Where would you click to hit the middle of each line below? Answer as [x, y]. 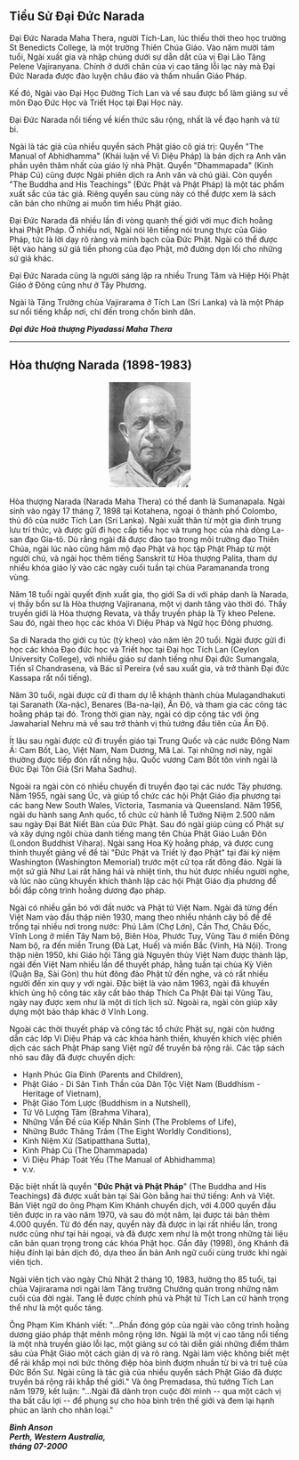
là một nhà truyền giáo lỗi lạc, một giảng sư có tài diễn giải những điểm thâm [149, 1343]
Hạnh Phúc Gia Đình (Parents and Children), [103, 1075]
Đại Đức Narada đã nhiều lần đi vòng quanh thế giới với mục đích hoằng [141, 220]
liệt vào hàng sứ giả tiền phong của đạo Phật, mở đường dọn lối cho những [146, 248]
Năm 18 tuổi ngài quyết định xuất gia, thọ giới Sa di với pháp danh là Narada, [149, 594]
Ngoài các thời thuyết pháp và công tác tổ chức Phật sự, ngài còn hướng [142, 1028]
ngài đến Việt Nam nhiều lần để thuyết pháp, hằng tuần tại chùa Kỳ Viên [141, 964]
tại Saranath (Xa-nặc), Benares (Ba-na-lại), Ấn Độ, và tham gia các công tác [148, 704]
